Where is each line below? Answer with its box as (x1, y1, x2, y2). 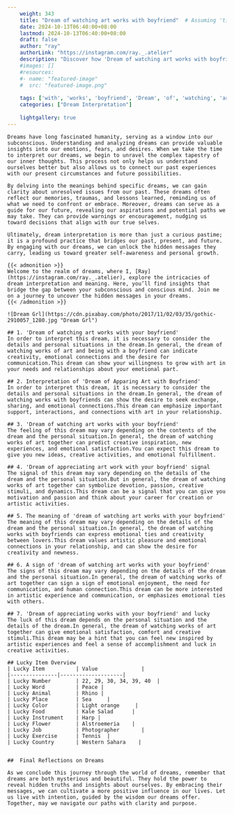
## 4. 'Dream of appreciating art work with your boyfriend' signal (7, 463, 210, 470)
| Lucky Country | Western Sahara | (7, 739, 141, 746)
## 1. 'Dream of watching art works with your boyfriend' (7, 329, 179, 336)
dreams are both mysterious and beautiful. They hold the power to (7, 775, 208, 783)
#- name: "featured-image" (19, 75, 98, 82)
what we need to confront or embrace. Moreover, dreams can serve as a (7, 201, 219, 208)
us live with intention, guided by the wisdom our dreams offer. (7, 794, 201, 801)
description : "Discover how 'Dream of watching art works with (19, 56, 208, 63)
